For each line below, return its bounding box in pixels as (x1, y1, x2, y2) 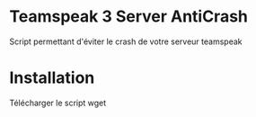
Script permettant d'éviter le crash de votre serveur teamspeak (9, 36, 243, 47)
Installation (9, 67, 95, 88)
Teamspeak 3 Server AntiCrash (9, 6, 249, 27)
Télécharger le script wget (9, 97, 107, 108)
